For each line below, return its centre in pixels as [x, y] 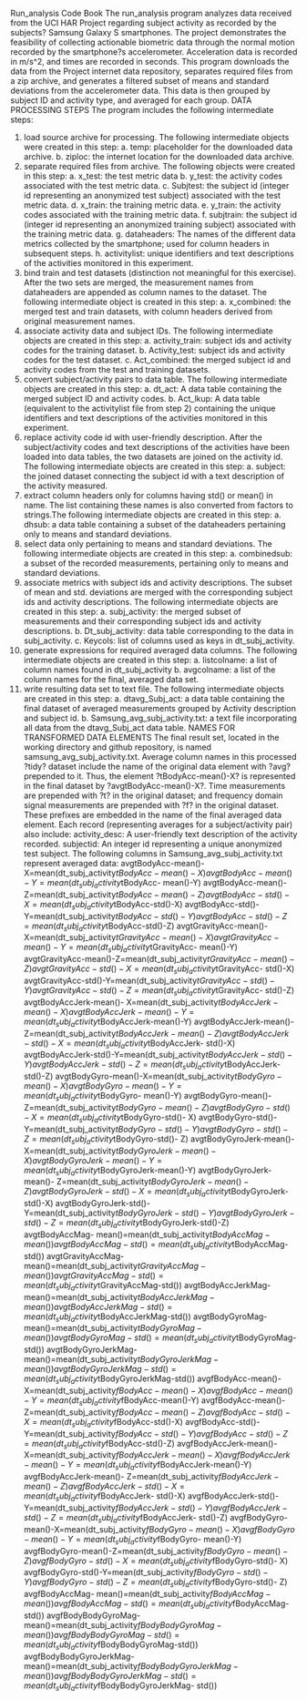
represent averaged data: [71, 863]
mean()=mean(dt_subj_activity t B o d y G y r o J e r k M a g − [121, 1359]
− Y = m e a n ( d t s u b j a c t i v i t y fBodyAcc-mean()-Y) [111, 1401]
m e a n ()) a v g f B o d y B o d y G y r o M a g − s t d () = [102, 1634]
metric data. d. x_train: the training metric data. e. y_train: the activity [152, 205]
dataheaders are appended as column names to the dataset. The [145, 292]
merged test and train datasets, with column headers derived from [148, 312]
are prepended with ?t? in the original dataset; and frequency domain [153, 795]
